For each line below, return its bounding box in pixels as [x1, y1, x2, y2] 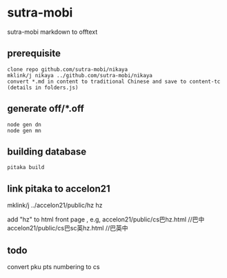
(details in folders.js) [7, 84, 79, 91]
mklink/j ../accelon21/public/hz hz [7, 201, 103, 210]
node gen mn [7, 127, 41, 134]
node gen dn [7, 121, 41, 128]
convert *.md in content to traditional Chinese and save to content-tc [7, 78, 221, 85]
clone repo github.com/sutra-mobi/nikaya [7, 66, 128, 73]
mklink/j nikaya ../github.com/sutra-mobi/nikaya [7, 72, 153, 79]
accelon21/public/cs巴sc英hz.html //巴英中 [7, 224, 128, 232]
